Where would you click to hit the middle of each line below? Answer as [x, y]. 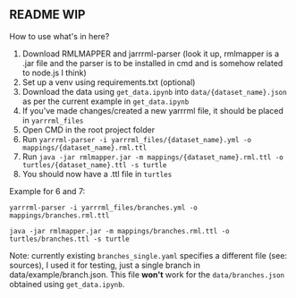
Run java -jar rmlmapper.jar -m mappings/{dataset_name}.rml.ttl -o [152, 157]
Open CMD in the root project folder [88, 130]
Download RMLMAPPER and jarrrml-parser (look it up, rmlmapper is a [151, 54]
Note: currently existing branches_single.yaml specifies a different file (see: [148, 255]
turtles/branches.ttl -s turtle [69, 239]
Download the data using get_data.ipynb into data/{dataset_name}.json [155, 91]
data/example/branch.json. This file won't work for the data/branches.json [147, 274]
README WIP [47, 15]
